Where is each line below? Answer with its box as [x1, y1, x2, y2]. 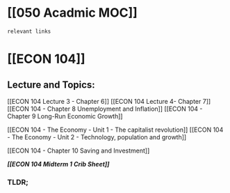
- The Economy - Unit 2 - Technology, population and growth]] [7, 132, 187, 141]
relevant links [7, 28, 51, 35]
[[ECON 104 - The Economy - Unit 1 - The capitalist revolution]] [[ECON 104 [7, 125, 224, 134]
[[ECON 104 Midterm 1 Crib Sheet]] [7, 160, 110, 168]
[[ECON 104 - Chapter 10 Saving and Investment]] [7, 146, 150, 155]
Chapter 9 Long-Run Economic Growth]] [7, 111, 123, 120]
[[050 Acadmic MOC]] [7, 5, 138, 21]
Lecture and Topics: [7, 79, 95, 91]
